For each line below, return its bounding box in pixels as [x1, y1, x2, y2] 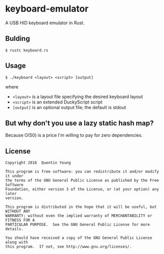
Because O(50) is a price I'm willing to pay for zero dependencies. [5, 132, 143, 138]
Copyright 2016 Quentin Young [5, 160, 71, 166]
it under [5, 174, 24, 179]
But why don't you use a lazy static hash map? [5, 119, 154, 127]
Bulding [5, 34, 30, 43]
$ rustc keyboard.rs [5, 47, 49, 53]
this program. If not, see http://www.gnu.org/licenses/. [5, 244, 132, 249]
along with [5, 240, 28, 245]
